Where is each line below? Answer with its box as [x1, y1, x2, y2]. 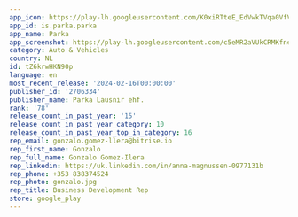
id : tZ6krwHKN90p [9, 63, 74, 72]
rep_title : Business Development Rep [9, 186, 149, 195]
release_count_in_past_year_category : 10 [9, 120, 165, 129]
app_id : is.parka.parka [9, 21, 98, 30]
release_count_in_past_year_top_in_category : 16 [9, 128, 192, 137]
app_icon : [9, 12, 46, 22]
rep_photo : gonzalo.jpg [9, 178, 98, 187]
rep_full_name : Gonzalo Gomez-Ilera [9, 152, 145, 162]
